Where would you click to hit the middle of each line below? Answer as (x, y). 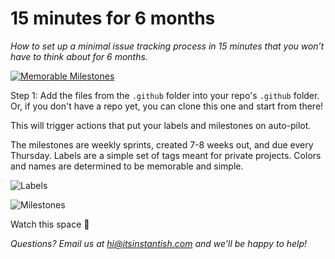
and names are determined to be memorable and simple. (127, 166)
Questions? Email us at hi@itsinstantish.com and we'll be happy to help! (159, 243)
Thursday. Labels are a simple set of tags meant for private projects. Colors (166, 155)
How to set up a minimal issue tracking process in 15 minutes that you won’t (167, 46)
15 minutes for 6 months (113, 18)
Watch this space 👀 (50, 224)
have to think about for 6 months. (79, 56)
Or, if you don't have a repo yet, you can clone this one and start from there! (167, 106)
